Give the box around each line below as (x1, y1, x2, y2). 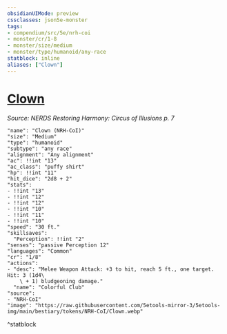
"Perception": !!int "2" (13, 236, 85, 242)
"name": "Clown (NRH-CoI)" (7, 127, 85, 134)
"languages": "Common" (7, 247, 72, 255)
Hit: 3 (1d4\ (7, 271, 45, 279)
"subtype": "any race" (7, 145, 72, 152)
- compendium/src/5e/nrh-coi (7, 29, 91, 36)
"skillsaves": (7, 229, 48, 236)
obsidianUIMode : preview (7, 10, 79, 17)
